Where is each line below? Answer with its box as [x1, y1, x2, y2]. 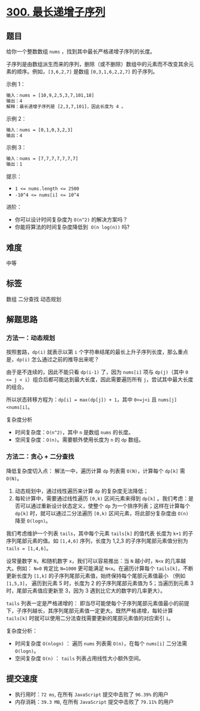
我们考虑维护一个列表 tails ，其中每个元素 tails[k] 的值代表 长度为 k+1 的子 [6, 530, 193, 537]
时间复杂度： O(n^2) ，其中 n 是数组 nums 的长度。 [14, 429, 134, 436]
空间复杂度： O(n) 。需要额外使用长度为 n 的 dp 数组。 [14, 436, 144, 443]
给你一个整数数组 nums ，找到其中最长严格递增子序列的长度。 [6, 48, 156, 55]
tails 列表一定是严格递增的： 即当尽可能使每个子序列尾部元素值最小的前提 [6, 599, 189, 607]
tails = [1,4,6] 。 [6, 544, 52, 552]
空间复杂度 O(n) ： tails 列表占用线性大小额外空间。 [14, 654, 144, 662]
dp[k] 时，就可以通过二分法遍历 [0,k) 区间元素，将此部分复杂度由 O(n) [14, 509, 189, 516]
